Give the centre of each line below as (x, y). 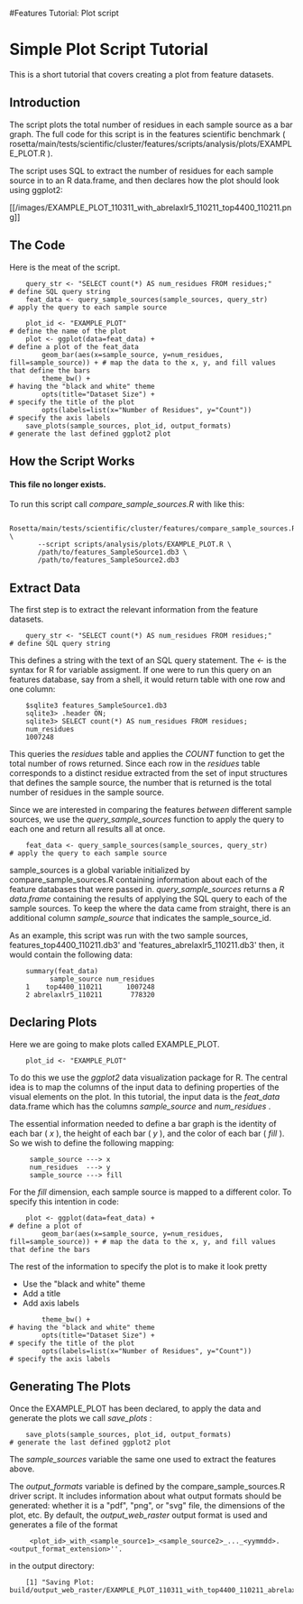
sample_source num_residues (102, 979)
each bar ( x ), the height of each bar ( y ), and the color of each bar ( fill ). (147, 1133)
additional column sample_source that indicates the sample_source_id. (141, 917)
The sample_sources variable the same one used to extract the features (143, 1459)
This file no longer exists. (58, 484)
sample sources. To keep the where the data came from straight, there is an (150, 908)
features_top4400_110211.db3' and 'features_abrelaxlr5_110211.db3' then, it (147, 945)
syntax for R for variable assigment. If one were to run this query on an (141, 669)
